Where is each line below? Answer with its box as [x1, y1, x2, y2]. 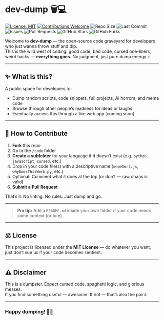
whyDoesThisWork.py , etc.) [12, 168, 63, 174]
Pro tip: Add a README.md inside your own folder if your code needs [17, 207, 151, 213]
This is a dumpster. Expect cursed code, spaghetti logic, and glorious [5, 281, 144, 287]
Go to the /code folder [12, 148, 56, 153]
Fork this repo [12, 142, 41, 148]
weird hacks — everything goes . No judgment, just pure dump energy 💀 [5, 53, 150, 59]
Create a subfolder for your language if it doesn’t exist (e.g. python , [12, 152, 148, 159]
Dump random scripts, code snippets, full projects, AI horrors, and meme [12, 95, 159, 101]
